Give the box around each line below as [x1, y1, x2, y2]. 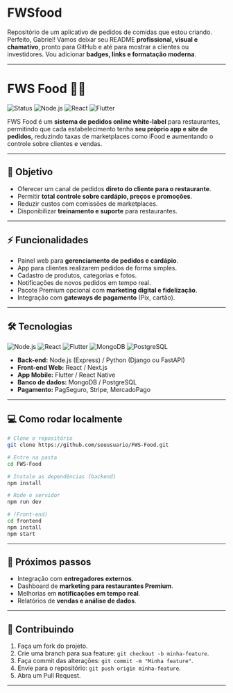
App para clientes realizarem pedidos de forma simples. [17, 263, 178, 272]
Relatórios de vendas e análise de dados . [17, 596, 137, 605]
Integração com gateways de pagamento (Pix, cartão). [17, 293, 175, 302]
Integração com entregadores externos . [17, 575, 134, 583]
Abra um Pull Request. [17, 671, 81, 680]
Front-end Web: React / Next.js [17, 364, 107, 372]
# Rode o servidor [7, 492, 60, 499]
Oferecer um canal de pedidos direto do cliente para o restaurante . [17, 184, 212, 193]
